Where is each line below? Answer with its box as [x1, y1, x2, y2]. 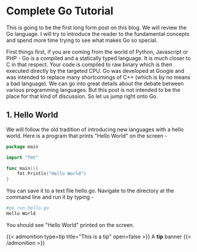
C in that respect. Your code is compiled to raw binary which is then [6, 61, 173, 68]
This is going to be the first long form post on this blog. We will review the [6, 24, 187, 31]
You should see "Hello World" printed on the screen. [6, 221, 135, 228]
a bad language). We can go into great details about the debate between [6, 79, 184, 87]
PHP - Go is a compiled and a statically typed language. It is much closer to [6, 54, 191, 62]
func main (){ [6, 165, 39, 171]
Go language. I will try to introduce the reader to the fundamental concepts [6, 30, 190, 37]
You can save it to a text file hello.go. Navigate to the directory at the [6, 187, 174, 195]
